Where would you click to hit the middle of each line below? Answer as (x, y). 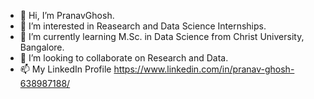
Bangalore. (42, 47)
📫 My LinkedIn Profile (65, 69)
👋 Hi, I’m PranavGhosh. (67, 15)
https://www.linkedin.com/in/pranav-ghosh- (204, 69)
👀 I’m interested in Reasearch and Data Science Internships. (143, 26)
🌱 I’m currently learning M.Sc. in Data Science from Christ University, (162, 36)
